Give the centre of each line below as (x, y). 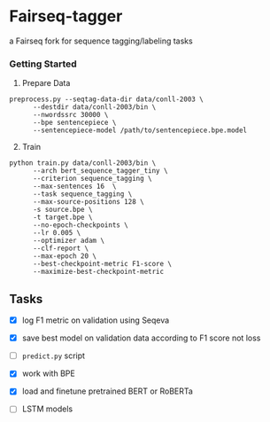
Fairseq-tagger (66, 16)
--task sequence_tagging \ (82, 194)
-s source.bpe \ (62, 210)
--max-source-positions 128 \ (88, 202)
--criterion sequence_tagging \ (92, 179)
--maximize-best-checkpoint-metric (98, 272)
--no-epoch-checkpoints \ (80, 225)
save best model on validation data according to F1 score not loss (141, 338)
